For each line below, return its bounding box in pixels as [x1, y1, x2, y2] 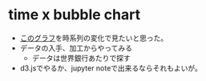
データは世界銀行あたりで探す [31, 53, 131, 63]
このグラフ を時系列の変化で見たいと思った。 [19, 33, 168, 43]
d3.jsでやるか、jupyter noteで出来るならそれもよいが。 [19, 63, 203, 73]
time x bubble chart [8, 6, 141, 24]
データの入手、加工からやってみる [19, 43, 133, 53]
